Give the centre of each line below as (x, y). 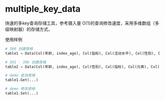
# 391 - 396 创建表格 (26, 62)
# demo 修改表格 (20, 89)
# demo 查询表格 (20, 76)
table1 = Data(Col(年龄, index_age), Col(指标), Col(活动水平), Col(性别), (81, 53)
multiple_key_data (43, 9)
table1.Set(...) (22, 94)
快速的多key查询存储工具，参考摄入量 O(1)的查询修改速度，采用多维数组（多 (82, 23)
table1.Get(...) (22, 80)
